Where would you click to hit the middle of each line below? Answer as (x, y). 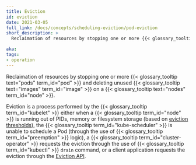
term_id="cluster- (160, 137)
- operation (20, 60)
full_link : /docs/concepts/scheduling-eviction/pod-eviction (82, 28)
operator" (17, 143)
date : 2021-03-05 (27, 22)
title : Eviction (26, 11)
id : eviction (22, 17)
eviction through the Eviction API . (46, 156)
